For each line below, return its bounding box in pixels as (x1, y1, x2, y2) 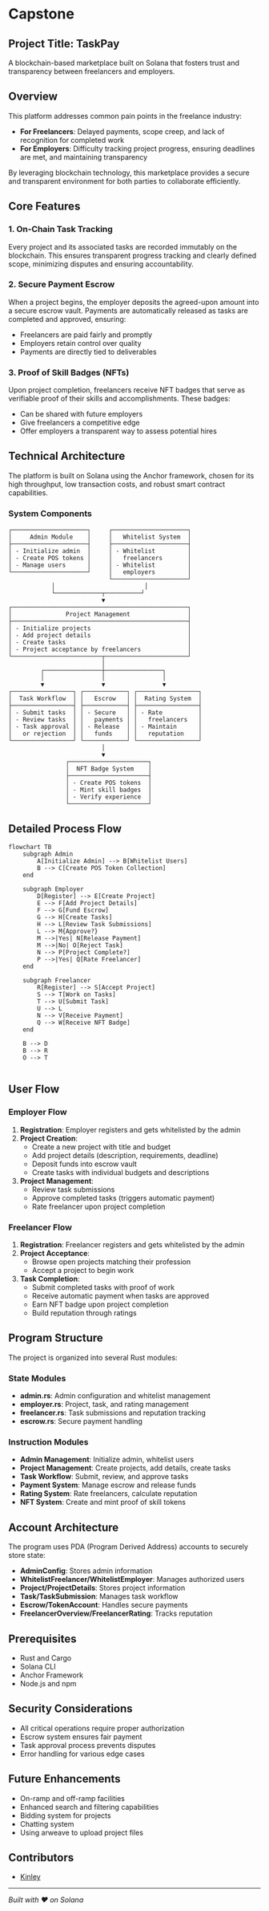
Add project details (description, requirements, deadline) (31, 1150, 219, 1160)
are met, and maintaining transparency (19, 152, 148, 161)
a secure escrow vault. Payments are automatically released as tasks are (8, 306, 248, 315)
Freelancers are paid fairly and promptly (19, 330, 153, 340)
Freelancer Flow (8, 1222, 72, 1233)
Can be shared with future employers (19, 409, 143, 419)
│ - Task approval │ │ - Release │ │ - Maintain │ (8, 723, 203, 731)
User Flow (8, 1083, 60, 1096)
